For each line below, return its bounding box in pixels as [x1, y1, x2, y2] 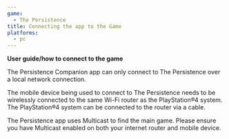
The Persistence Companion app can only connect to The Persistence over [7, 68, 221, 76]
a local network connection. [7, 75, 86, 83]
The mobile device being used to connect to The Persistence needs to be [7, 89, 216, 97]
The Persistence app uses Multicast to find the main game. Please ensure [7, 116, 217, 125]
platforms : [7, 29, 39, 36]
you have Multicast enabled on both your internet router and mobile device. [7, 124, 221, 132]
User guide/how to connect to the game [7, 54, 123, 63]
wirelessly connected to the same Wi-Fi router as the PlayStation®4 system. [7, 96, 223, 104]
